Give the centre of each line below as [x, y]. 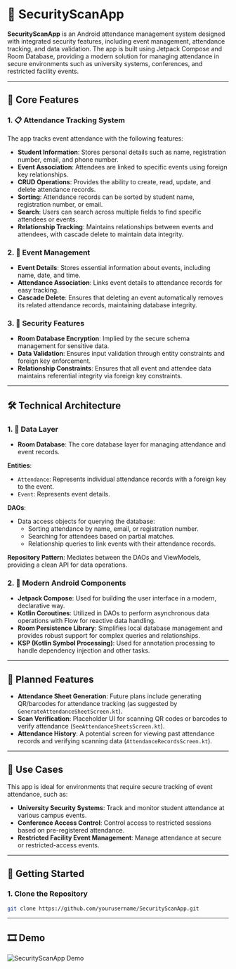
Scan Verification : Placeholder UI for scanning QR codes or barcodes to [122, 719]
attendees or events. [47, 219]
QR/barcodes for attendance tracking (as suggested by [97, 704]
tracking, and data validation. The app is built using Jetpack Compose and [115, 49]
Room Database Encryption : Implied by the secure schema [104, 339]
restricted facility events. [43, 71]
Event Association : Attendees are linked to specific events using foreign [122, 167]
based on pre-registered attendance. [71, 830]
